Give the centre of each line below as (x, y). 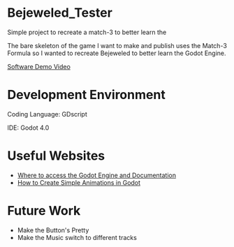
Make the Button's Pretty (53, 230)
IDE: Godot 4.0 (28, 128)
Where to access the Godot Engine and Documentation (97, 175)
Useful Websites (56, 156)
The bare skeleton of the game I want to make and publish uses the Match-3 (117, 45)
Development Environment (86, 95)
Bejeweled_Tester (60, 13)
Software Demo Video (39, 66)
